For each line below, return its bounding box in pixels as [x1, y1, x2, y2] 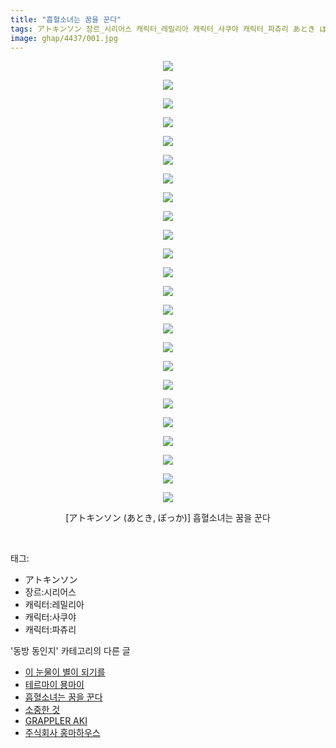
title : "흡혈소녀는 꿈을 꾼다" [10, 14, 122, 25]
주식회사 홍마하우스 [24, 727, 101, 739]
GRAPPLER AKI [24, 715, 88, 727]
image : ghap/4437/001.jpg [10, 33, 118, 43]
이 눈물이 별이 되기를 [24, 666, 106, 678]
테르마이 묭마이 [24, 679, 85, 691]
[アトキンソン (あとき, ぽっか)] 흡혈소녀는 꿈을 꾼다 [65, 512, 271, 524]
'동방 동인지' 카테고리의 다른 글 [10, 645, 131, 657]
